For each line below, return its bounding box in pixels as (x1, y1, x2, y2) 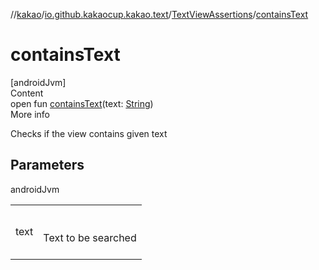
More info (10, 108, 51, 120)
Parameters (10, 157, 85, 174)
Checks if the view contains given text (10, 127, 168, 139)
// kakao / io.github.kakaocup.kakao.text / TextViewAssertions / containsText (10, 9, 309, 20)
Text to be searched (43, 230, 137, 244)
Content (10, 87, 44, 99)
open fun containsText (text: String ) (10, 97, 154, 109)
